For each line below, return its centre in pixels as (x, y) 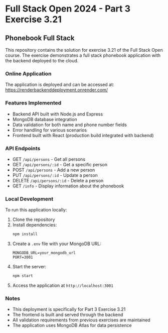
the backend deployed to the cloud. (42, 61)
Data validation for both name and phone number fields (69, 125)
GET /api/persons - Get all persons (49, 159)
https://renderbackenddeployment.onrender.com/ (57, 90)
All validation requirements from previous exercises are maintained (81, 320)
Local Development (29, 199)
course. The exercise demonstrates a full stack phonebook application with (83, 55)
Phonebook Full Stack (40, 38)
